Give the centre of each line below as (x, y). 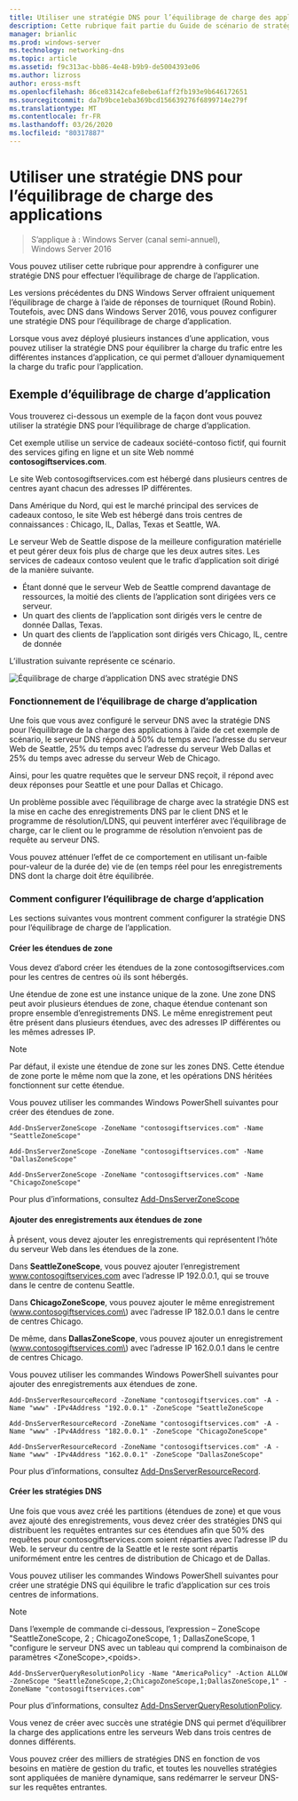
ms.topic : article (43, 59)
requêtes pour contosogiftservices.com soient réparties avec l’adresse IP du (149, 1539)
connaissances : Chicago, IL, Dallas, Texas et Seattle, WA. (115, 524)
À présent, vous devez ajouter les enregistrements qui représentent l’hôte (143, 1239)
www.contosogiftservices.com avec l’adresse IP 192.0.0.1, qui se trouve (139, 1275)
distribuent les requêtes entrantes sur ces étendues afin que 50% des (137, 1530)
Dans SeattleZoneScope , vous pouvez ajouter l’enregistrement (125, 1266)
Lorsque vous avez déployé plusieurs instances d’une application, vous (139, 338)
